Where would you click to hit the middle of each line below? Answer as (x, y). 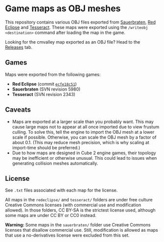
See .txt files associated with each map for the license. (61, 190)
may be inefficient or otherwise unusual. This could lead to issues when (84, 158)
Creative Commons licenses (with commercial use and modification (73, 205)
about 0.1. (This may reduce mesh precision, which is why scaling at (81, 142)
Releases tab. (19, 47)
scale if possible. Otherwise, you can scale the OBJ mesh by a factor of (84, 137)
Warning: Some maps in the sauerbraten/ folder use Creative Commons (78, 225)
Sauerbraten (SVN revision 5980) (46, 89)
